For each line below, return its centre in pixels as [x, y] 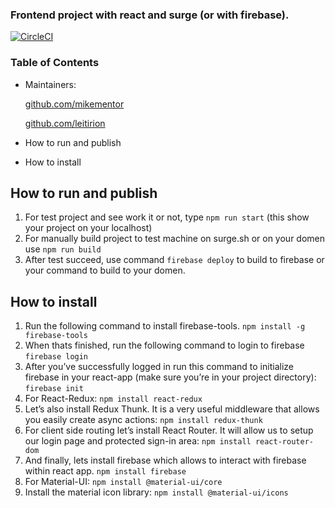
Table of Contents [55, 63]
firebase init [54, 389]
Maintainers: [50, 84]
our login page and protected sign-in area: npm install [138, 441]
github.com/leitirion [65, 123]
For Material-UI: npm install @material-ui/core [123, 482]
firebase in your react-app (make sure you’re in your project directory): [170, 377]
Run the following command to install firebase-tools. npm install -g [165, 326]
